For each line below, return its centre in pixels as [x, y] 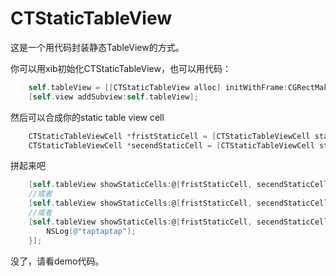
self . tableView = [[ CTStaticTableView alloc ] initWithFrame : [158, 87]
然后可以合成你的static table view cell [87, 117]
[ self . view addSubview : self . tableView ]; [113, 97]
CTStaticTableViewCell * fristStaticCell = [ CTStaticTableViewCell [169, 136]
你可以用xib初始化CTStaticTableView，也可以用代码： [121, 68]
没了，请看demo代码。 [57, 261]
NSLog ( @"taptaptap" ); [91, 231]
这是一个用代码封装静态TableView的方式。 [97, 47]
